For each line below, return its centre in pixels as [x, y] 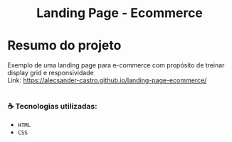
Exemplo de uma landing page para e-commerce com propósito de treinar [116, 65]
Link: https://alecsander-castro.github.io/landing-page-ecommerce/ [107, 80]
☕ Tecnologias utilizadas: [52, 106]
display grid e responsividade [51, 73]
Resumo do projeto [64, 46]
